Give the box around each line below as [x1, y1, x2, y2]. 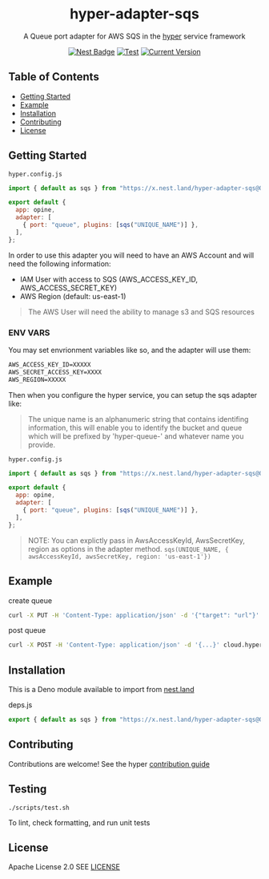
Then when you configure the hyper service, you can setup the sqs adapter [8, 390, 258, 399]
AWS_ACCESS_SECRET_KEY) [19, 282, 118, 293]
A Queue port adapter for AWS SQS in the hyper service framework [23, 31, 246, 41]
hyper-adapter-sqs [69, 5, 200, 23]
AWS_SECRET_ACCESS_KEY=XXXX [8, 368, 102, 376]
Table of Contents [8, 70, 100, 84]
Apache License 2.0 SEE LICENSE [8, 862, 120, 872]
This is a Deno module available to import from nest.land [8, 685, 195, 695]
